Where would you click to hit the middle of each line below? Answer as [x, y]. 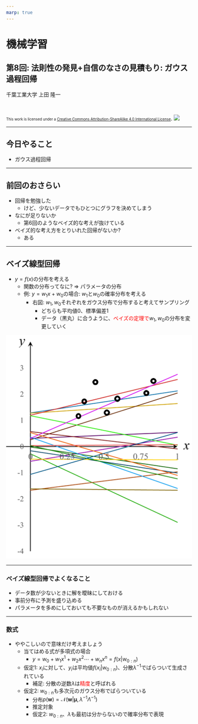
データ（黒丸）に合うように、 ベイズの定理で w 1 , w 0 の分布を [113, 319]
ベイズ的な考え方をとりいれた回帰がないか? [67, 230]
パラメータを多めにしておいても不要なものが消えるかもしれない [92, 607]
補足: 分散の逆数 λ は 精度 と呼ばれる [74, 683]
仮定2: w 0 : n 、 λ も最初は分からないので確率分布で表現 [98, 715]
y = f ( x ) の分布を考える [42, 279]
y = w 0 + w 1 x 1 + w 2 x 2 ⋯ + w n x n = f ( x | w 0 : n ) [85, 659]
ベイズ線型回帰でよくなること [48, 578]
